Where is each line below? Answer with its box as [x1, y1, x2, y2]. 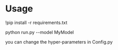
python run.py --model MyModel [5, 29, 74, 35]
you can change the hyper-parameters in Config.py [5, 38, 113, 45]
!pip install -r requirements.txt [5, 19, 68, 25]
